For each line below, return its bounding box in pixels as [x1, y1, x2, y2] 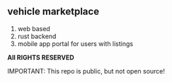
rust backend [17, 32, 57, 40]
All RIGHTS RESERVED [7, 53, 74, 61]
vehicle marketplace [7, 6, 100, 18]
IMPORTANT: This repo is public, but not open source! [7, 66, 165, 75]
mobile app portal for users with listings [17, 39, 133, 48]
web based [17, 24, 51, 33]
